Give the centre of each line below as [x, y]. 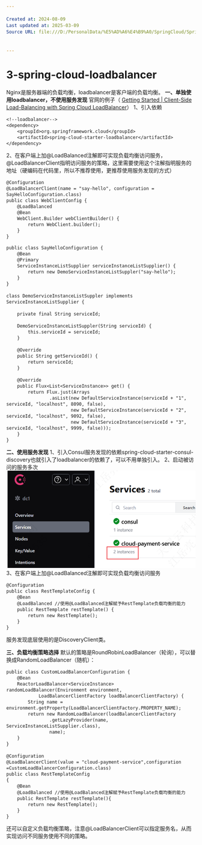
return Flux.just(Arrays [59, 392]
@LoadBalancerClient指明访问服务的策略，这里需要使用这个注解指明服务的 [99, 163]
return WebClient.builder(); [64, 224]
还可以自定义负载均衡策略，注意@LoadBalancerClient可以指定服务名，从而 [99, 829]
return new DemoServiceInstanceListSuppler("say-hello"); [102, 272]
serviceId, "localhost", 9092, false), [56, 416]
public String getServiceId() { [57, 356]
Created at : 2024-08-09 [36, 19]
